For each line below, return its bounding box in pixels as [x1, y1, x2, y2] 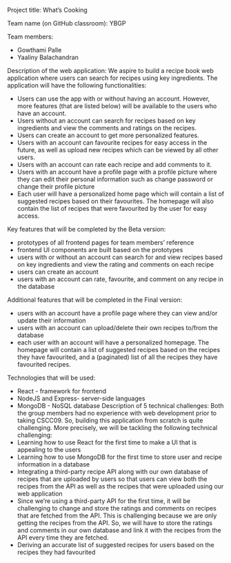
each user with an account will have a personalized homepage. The [17, 338, 210, 347]
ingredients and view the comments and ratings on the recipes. [17, 124, 197, 132]
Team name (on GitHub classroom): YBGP [7, 19, 126, 27]
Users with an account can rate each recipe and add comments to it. [17, 161, 212, 168]
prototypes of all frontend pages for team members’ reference [17, 238, 194, 247]
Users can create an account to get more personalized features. [17, 131, 199, 139]
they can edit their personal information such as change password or [17, 175, 214, 183]
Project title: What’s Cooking [7, 6, 88, 14]
